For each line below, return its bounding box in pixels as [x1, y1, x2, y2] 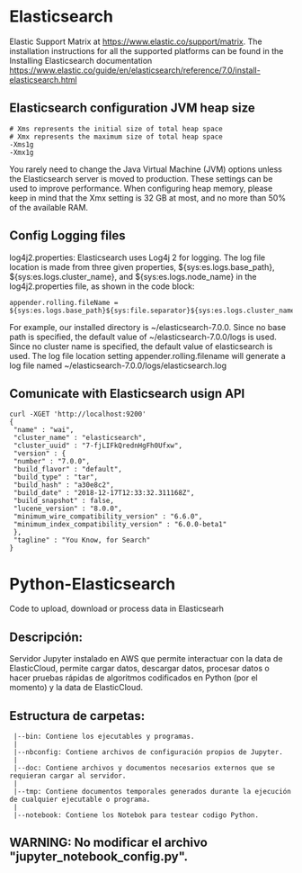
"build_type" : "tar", [13, 472, 99, 482]
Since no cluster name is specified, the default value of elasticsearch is [9, 340, 273, 352]
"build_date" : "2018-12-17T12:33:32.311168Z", [13, 489, 195, 498]
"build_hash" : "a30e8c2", [13, 481, 115, 490]
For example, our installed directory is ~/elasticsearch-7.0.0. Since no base [9, 321, 286, 332]
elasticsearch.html [9, 74, 78, 85]
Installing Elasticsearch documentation [9, 55, 153, 66]
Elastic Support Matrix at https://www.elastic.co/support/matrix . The [9, 36, 262, 47]
